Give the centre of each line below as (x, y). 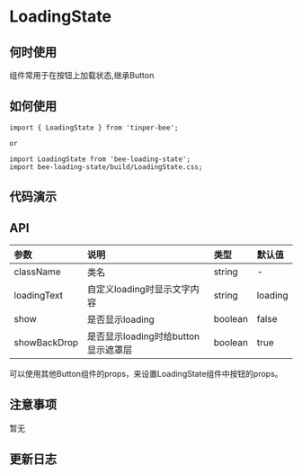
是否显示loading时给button (143, 336)
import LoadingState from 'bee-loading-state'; (100, 159)
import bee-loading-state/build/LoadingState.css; (106, 167)
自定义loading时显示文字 (138, 290)
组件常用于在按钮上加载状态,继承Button (82, 75)
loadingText (39, 296)
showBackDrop (46, 343)
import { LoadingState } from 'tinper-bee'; (94, 128)
